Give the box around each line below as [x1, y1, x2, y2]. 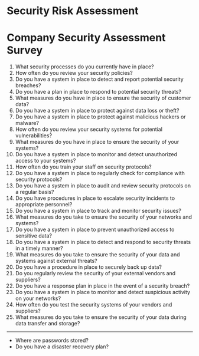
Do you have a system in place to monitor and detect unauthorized [15, 151, 178, 158]
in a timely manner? [15, 245, 64, 252]
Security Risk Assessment [6, 4, 139, 18]
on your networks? [15, 295, 61, 302]
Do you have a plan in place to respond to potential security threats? [15, 88, 182, 95]
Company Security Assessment [6, 31, 166, 45]
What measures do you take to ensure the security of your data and [15, 251, 180, 258]
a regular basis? [15, 189, 55, 196]
